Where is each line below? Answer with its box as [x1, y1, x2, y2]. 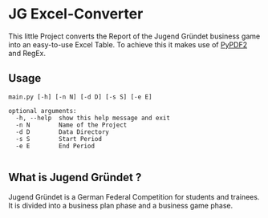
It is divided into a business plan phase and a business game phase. [8, 200, 233, 210]
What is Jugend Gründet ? [8, 171, 142, 184]
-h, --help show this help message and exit [15, 114, 171, 122]
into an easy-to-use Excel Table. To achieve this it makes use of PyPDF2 [8, 39, 247, 49]
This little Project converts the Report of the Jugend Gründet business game [8, 31, 261, 41]
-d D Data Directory [15, 127, 110, 136]
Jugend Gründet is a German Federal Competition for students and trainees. [8, 192, 260, 201]
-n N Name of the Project [15, 121, 128, 129]
